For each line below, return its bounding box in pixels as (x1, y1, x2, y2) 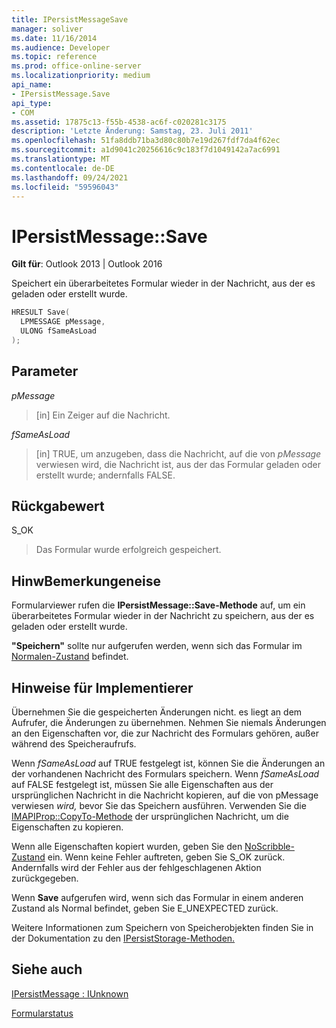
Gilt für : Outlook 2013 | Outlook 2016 (11, 258, 163, 270)
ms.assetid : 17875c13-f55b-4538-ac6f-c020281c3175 (11, 117, 227, 127)
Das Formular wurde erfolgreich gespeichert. (35, 544, 222, 556)
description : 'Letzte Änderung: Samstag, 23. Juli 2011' (11, 126, 254, 136)
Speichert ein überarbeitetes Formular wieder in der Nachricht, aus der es (11, 277, 316, 290)
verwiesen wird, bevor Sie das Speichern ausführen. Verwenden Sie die (11, 800, 307, 812)
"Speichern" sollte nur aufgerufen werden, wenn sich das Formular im (11, 640, 303, 652)
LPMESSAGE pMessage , (20, 317, 106, 327)
